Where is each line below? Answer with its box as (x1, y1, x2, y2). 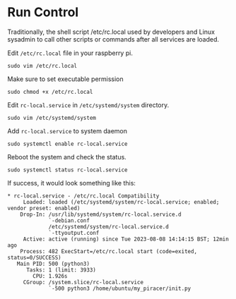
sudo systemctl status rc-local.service (7, 166, 129, 173)
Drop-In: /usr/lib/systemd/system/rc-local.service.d (20, 211, 182, 218)
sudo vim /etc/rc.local (7, 62, 78, 69)
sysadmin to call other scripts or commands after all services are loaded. (7, 35, 220, 43)
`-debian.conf (48, 216, 90, 224)
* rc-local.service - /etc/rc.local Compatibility (7, 192, 160, 200)
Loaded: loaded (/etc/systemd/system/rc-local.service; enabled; (23, 198, 220, 205)
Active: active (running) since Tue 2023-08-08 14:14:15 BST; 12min (23, 236, 230, 243)
